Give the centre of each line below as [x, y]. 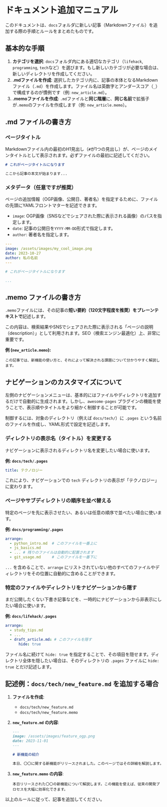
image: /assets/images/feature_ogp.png [54, 736]
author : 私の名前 [22, 258]
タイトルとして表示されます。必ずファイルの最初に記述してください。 [81, 155]
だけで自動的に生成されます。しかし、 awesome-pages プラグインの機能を [83, 402]
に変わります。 [20, 487]
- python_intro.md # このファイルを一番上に [53, 543]
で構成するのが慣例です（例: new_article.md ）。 [61, 92]
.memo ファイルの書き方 [43, 297]
